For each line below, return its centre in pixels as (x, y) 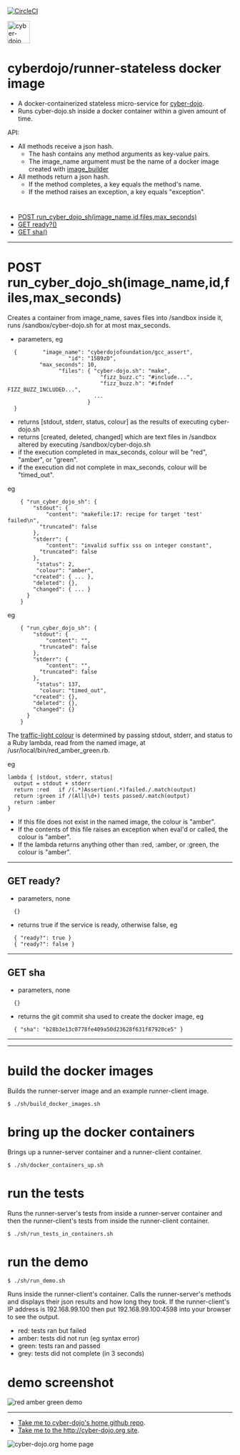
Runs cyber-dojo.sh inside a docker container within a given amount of (122, 111)
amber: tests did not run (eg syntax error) (79, 1339)
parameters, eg (40, 339)
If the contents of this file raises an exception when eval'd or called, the (123, 829)
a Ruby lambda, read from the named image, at (76, 743)
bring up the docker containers (101, 1132)
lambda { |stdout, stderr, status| (60, 777)
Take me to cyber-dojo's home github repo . (81, 1423)
